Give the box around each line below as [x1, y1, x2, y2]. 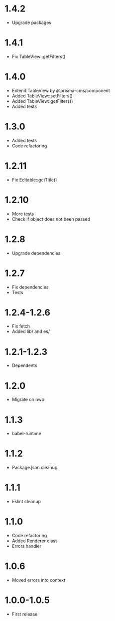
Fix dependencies [11, 284, 49, 290]
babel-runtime [11, 430, 42, 437]
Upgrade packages [11, 19, 52, 25]
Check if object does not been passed [11, 216, 91, 222]
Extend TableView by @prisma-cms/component [11, 87, 110, 93]
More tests [11, 211, 34, 217]
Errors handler [11, 543, 42, 549]
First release [11, 611, 38, 617]
